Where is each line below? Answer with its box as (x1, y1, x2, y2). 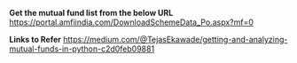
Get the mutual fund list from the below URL (9, 8, 174, 18)
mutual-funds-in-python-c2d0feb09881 (9, 43, 155, 54)
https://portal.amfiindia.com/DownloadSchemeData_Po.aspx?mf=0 (9, 17, 254, 28)
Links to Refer (9, 35, 62, 44)
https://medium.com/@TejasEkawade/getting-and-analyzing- (63, 35, 288, 44)
